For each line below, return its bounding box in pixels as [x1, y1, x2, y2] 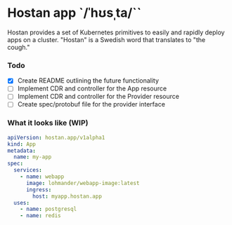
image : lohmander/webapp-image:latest [25, 179, 140, 186]
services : [13, 167, 42, 174]
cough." [7, 43, 30, 51]
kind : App [7, 140, 37, 148]
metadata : [7, 147, 37, 154]
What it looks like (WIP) [7, 118, 89, 128]
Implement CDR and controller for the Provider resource [17, 93, 179, 101]
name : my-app [13, 154, 52, 161]
